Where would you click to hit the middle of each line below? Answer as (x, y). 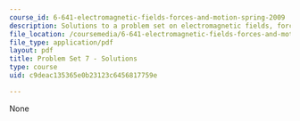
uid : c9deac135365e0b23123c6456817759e (83, 76)
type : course (33, 68)
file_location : (37, 34)
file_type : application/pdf (62, 42)
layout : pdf (31, 51)
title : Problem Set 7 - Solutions (74, 59)
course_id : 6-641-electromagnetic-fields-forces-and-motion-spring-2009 (147, 17)
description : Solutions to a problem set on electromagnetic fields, (142, 26)
